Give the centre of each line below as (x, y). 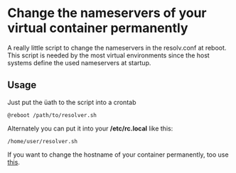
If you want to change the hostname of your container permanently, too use (118, 155)
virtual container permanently (98, 28)
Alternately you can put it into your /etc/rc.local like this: (90, 128)
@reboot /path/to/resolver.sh (52, 115)
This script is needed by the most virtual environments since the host (108, 55)
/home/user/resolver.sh (43, 141)
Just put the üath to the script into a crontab (72, 102)
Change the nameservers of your (107, 13)
